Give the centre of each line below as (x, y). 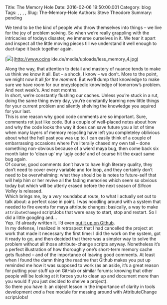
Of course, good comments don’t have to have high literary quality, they (79, 164)
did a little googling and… (31, 217)
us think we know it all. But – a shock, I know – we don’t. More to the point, (82, 74)
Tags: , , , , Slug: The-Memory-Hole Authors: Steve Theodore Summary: (79, 12)
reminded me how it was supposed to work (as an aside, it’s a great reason (82, 265)
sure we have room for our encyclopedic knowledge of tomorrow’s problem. (83, 85)
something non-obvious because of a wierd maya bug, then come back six (82, 148)
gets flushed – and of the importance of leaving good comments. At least (80, 255)
